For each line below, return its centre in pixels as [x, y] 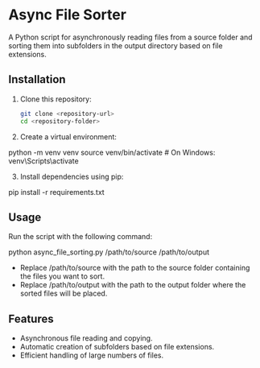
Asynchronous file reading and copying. [86, 338]
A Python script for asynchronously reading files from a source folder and [130, 37]
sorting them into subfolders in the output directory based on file [116, 45]
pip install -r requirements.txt [56, 192]
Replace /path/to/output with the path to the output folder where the [133, 285]
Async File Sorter [68, 15]
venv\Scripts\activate [43, 161]
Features [31, 318]
